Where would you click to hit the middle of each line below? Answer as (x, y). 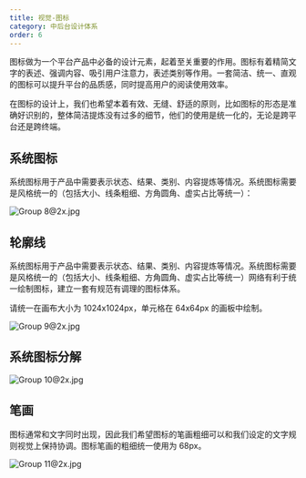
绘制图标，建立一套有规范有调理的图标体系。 (101, 289)
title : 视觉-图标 (40, 18)
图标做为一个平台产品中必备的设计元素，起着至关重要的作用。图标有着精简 (149, 62)
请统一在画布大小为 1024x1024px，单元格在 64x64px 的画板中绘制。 (138, 308)
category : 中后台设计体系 (54, 26)
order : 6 (26, 35)
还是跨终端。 (41, 127)
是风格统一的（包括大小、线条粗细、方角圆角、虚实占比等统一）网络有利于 (149, 277)
